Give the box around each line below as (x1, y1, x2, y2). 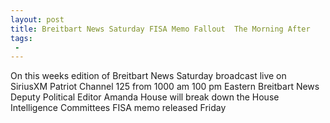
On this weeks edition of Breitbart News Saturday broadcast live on (10, 70, 287, 82)
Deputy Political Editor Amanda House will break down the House (10, 91, 280, 103)
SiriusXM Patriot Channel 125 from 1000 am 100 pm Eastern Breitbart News (10, 81, 320, 93)
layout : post (10, 14, 65, 25)
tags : (10, 33, 33, 43)
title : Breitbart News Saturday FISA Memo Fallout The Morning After (10, 24, 311, 34)
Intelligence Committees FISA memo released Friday (10, 102, 227, 114)
